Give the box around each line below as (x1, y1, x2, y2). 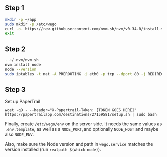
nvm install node (5, 62, 41, 67)
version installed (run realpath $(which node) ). (5, 146, 101, 153)
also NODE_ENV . (5, 131, 34, 138)
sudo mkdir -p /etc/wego (5, 22, 57, 27)
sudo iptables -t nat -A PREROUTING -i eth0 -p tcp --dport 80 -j (5, 71, 146, 76)
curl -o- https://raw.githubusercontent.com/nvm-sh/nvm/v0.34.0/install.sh (5, 26, 166, 31)
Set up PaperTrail (5, 99, 41, 105)
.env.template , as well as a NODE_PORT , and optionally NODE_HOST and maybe (5, 126, 159, 132)
